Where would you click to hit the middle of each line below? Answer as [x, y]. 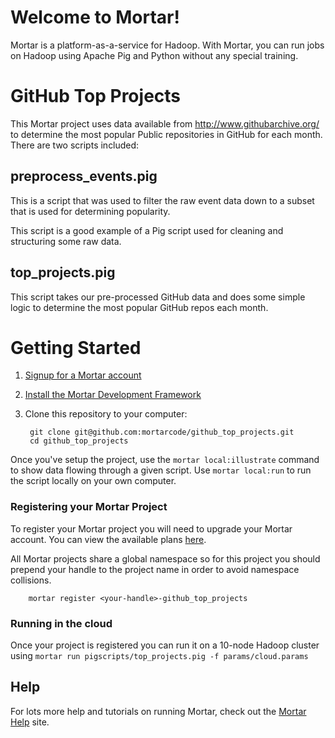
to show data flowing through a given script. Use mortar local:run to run [161, 470]
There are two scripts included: [75, 145]
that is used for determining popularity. [90, 211]
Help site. [30, 722]
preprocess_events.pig [84, 176]
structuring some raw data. [66, 241]
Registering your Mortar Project [89, 507]
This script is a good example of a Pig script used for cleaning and [147, 230]
